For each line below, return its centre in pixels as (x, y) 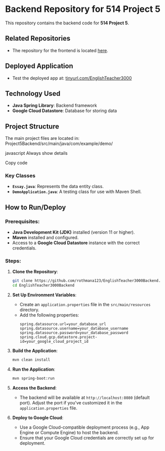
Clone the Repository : (35, 272)
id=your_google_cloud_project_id (54, 342)
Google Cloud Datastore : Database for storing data (64, 111)
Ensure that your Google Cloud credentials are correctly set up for (87, 438)
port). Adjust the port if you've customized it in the (71, 402)
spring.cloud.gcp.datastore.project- (59, 337)
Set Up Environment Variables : (44, 295)
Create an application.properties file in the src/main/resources (85, 305)
